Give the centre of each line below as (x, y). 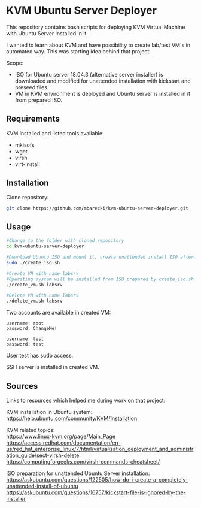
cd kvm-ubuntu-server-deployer (45, 246)
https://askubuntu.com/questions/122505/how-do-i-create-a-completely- (97, 479)
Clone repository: (28, 197)
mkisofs (25, 145)
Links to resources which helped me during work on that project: (86, 400)
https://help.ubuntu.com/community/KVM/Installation (72, 418)
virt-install (27, 164)
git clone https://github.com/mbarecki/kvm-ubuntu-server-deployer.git (97, 208)
